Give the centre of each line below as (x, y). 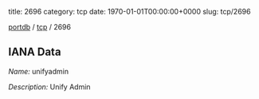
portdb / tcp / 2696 (40, 27)
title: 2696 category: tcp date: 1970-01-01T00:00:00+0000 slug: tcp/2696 (129, 12)
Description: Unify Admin (49, 86)
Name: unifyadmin (39, 71)
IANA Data (35, 52)
